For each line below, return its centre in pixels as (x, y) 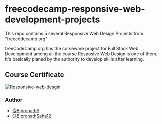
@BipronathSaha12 (32, 116)
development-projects (53, 20)
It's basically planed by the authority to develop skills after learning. (75, 59)
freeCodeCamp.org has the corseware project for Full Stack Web (72, 48)
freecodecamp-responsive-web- (75, 9)
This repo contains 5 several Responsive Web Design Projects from (74, 33)
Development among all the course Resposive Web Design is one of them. (81, 54)
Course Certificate (35, 75)
